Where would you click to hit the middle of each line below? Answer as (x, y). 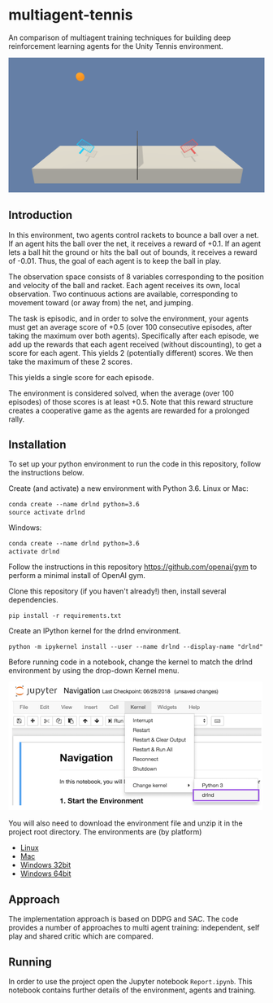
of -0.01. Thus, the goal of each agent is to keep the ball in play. (115, 261)
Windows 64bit (45, 874)
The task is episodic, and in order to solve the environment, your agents (129, 318)
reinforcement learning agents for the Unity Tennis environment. (116, 46)
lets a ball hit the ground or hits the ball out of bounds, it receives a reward (133, 252)
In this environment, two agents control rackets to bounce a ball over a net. (134, 234)
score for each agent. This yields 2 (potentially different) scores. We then (131, 353)
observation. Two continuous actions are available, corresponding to (123, 294)
